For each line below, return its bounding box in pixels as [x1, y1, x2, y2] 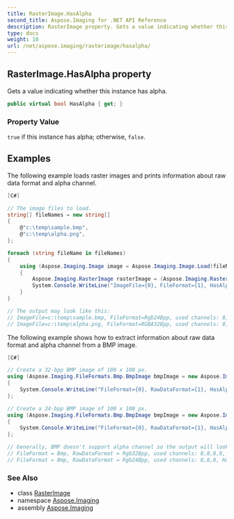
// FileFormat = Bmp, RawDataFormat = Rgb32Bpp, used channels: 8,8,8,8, [7, 450, 226, 457]
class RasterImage [17, 489, 71, 497]
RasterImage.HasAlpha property [7, 68, 152, 80]
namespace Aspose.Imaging [17, 496, 100, 505]
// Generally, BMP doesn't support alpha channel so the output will [7, 444, 214, 451]
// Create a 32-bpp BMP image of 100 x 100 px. [7, 366, 148, 373]
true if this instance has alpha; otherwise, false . [7, 132, 146, 141]
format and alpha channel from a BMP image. [7, 341, 137, 349]
